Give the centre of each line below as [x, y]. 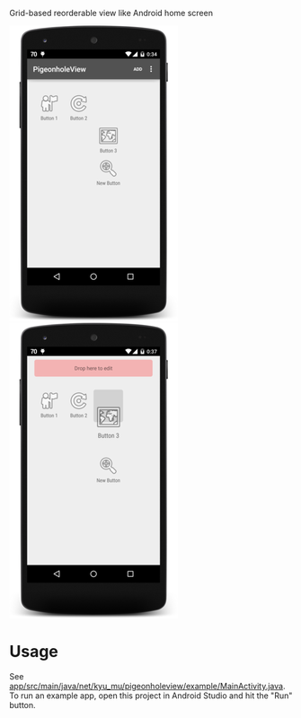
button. [22, 705]
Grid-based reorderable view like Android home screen [111, 13]
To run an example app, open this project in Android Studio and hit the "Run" [151, 696]
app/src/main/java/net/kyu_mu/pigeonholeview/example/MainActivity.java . [147, 686]
